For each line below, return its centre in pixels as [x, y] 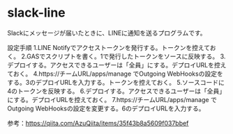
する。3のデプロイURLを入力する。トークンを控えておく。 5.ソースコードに [116, 82]
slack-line [37, 13]
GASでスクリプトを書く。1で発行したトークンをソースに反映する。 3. [126, 56]
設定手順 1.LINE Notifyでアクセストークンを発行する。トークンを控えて [109, 47]
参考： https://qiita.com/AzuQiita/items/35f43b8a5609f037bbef [98, 123]
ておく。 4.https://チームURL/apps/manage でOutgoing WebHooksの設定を [115, 74]
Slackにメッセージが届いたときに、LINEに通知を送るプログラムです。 [107, 33]
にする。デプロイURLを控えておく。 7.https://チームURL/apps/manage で [112, 99]
